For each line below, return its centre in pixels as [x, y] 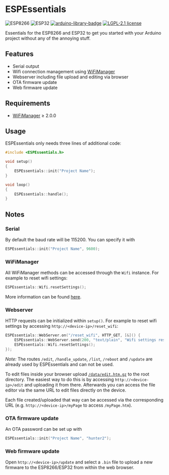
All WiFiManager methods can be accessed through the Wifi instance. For [82, 273]
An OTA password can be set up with [44, 429]
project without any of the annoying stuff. [48, 38]
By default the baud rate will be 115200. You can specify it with [70, 239]
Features [19, 54]
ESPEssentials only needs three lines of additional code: [63, 143]
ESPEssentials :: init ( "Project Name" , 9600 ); [53, 249]
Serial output [26, 66]
